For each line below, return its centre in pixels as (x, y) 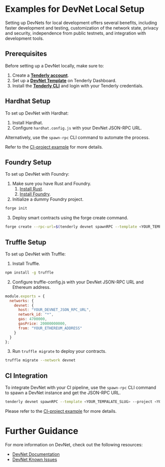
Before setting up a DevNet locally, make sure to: (55, 65)
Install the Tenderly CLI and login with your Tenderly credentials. (78, 86)
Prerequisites (26, 54)
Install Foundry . (35, 194)
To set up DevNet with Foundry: (37, 174)
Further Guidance (42, 431)
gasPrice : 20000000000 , (42, 324)
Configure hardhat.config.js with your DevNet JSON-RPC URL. (77, 128)
